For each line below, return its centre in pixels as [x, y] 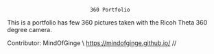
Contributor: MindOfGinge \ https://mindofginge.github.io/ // [92, 43]
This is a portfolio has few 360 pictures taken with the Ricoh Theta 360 [107, 23]
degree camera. [30, 30]
